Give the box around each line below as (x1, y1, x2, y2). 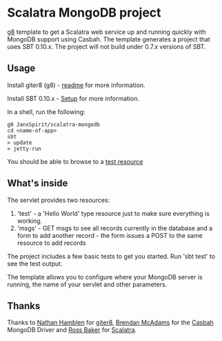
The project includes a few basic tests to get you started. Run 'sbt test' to (7, 252, 216, 260)
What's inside (7, 178, 68, 190)
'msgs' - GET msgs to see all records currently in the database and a (17, 223, 213, 232)
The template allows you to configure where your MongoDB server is (7, 273, 203, 281)
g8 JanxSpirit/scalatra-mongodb (7, 121, 100, 128)
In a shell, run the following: (7, 107, 85, 116)
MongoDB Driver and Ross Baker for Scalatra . (7, 326, 137, 334)
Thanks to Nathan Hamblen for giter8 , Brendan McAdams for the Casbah (7, 318, 214, 326)
